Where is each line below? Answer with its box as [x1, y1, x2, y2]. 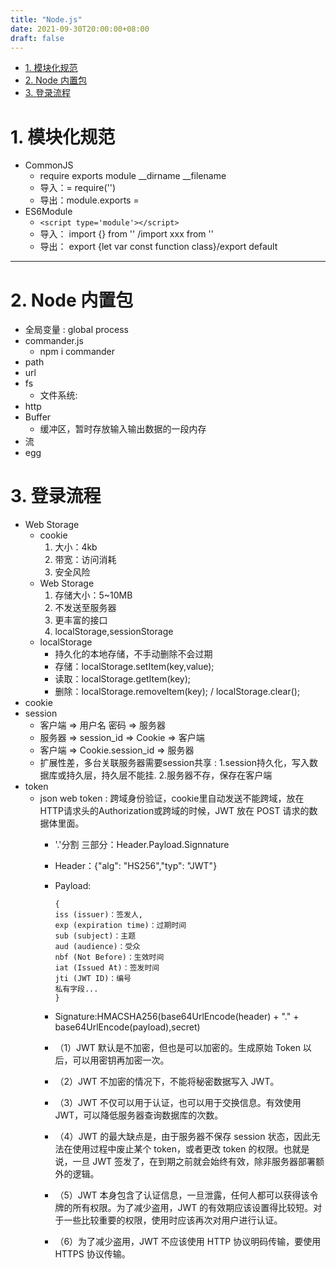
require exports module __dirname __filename [39, 170, 227, 182]
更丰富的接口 [54, 614, 108, 626]
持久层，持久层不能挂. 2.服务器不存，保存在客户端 [66, 769, 273, 781]
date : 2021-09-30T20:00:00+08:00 [10, 24, 150, 34]
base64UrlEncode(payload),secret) [54, 1021, 201, 1033]
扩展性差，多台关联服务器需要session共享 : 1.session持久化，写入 [39, 757, 310, 769]
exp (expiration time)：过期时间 [54, 921, 187, 931]
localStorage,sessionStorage [54, 626, 174, 638]
